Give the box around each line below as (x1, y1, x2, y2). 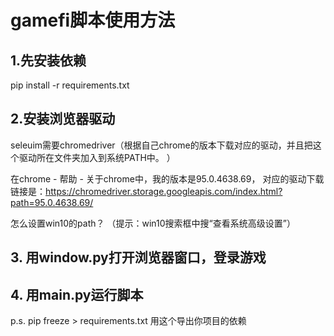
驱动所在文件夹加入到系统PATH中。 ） (18, 151, 176, 163)
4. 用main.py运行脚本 (10, 286, 144, 303)
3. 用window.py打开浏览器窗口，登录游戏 (10, 249, 267, 266)
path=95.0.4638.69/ (10, 196, 94, 208)
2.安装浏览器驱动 (10, 111, 116, 128)
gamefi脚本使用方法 (10, 9, 176, 32)
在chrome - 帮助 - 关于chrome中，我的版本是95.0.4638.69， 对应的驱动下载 (10, 172, 325, 185)
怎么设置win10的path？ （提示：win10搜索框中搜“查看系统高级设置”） (10, 217, 296, 229)
